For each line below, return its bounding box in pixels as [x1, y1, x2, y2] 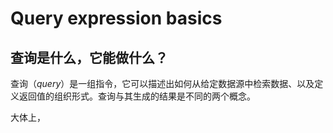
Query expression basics [10, 7, 223, 30]
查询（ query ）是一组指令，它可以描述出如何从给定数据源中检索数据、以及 [10, 78, 315, 89]
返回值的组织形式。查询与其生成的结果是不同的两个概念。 [18, 90, 256, 102]
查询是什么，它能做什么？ [10, 49, 168, 66]
